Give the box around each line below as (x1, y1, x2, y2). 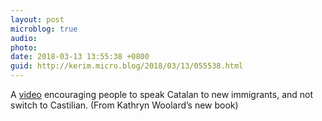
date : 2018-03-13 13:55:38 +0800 (10, 52, 150, 62)
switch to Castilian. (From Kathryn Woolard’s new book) (10, 99, 239, 111)
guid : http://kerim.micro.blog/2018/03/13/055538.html (10, 61, 244, 71)
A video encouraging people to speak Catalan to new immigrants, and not (10, 89, 314, 100)
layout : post (10, 14, 65, 25)
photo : (10, 42, 38, 53)
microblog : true (10, 24, 78, 34)
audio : (10, 33, 38, 43)
